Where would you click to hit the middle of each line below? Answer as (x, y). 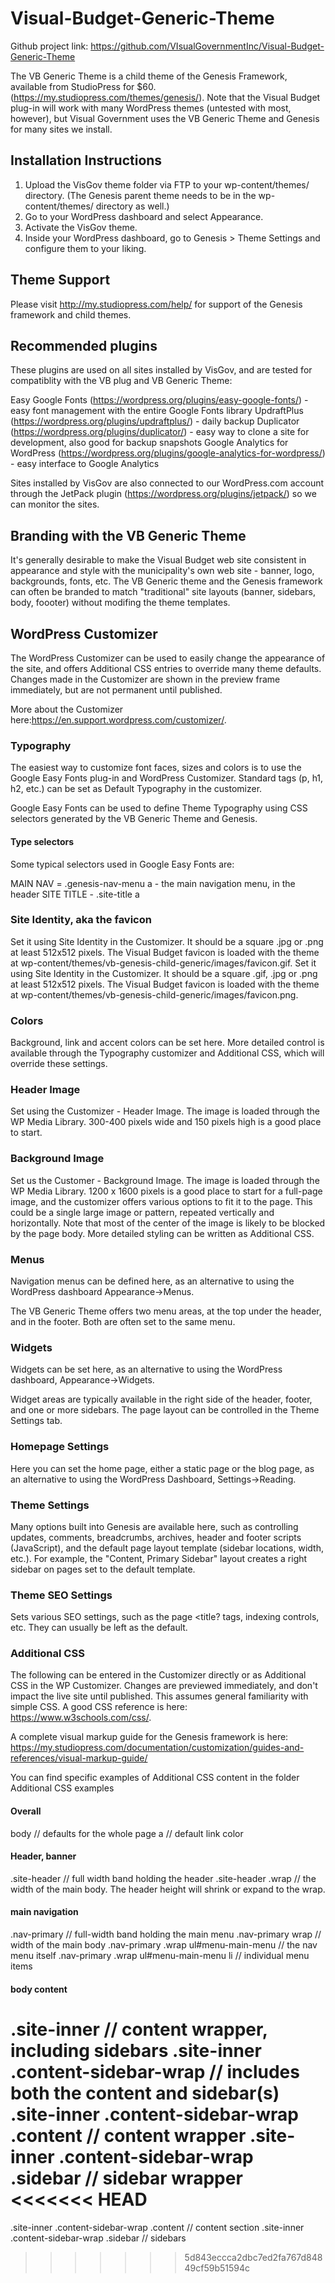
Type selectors (42, 841)
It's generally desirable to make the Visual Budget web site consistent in (158, 560)
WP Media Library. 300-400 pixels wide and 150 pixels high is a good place (166, 1122)
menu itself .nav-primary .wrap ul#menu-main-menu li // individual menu (160, 1956)
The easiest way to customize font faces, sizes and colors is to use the (156, 768)
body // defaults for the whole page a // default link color (127, 1833)
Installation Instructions (86, 160)
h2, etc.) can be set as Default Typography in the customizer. (136, 789)
